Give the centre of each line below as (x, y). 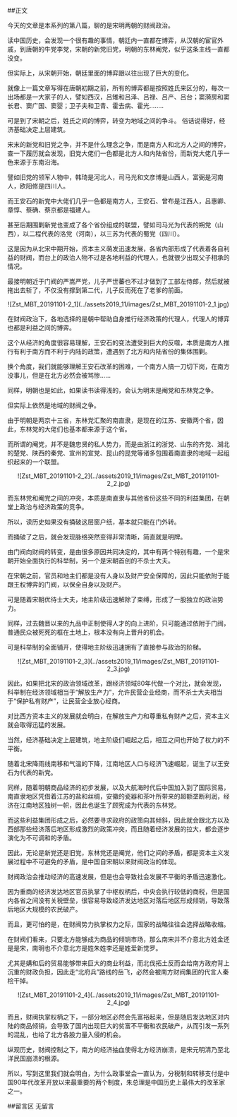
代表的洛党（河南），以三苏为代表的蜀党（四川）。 (112, 234)
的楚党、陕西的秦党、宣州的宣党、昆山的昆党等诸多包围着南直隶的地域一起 (115, 453)
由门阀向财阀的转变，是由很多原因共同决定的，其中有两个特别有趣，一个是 (115, 552)
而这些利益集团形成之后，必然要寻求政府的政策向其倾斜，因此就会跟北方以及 (119, 820)
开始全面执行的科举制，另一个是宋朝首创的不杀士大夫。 (93, 561)
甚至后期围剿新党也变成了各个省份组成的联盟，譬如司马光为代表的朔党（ (112, 225)
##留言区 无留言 (31, 1106)
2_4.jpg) (119, 1002)
